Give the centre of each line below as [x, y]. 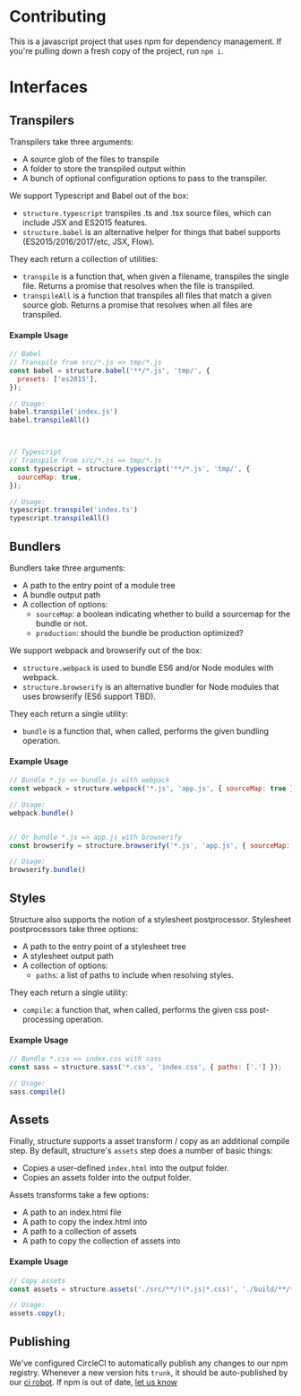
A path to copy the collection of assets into [101, 1241]
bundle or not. [61, 623]
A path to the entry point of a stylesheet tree [104, 946]
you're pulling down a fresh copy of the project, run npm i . [116, 50]
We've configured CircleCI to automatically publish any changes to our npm [149, 1363]
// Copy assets [38, 1280]
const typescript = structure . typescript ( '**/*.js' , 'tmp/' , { [130, 468]
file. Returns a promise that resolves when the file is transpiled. [138, 285]
